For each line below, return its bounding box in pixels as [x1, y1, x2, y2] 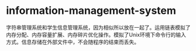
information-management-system [6, 4, 177, 17]
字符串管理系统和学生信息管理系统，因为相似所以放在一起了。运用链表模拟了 [6, 24, 191, 31]
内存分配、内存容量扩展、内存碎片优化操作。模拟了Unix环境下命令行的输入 [6, 31, 186, 38]
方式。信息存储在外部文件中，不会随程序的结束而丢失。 [6, 38, 139, 45]
